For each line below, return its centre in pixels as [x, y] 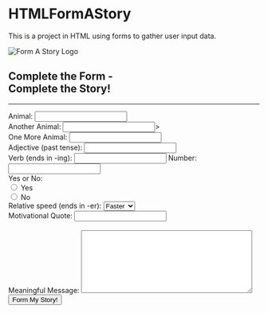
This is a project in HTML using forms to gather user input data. [112, 36]
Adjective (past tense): [45, 147]
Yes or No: [26, 178]
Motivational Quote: [41, 215]
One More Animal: [38, 137]
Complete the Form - [61, 76]
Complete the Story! [60, 89]
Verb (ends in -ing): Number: [102, 158]
